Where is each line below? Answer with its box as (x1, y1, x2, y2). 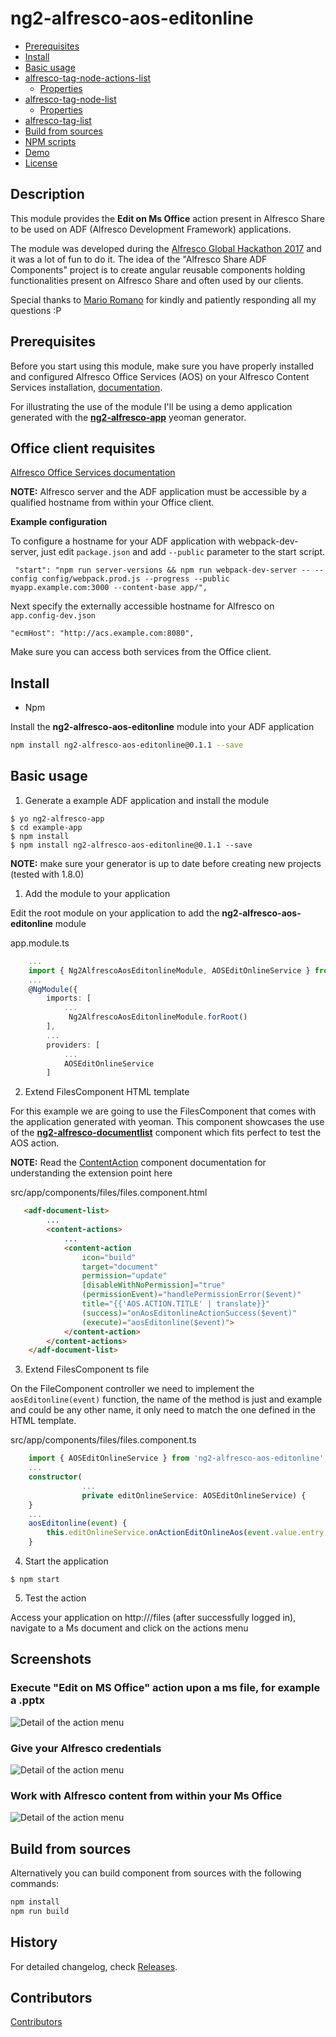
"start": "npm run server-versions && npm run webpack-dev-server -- (14, 565, 311, 576)
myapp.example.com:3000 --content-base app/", (10, 583, 208, 593)
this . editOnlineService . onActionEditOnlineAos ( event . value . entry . (46, 1528, 329, 1538)
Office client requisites (10, 440, 156, 457)
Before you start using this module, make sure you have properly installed (10, 360, 315, 372)
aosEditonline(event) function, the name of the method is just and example (10, 1393, 323, 1406)
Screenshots (10, 1651, 92, 1668)
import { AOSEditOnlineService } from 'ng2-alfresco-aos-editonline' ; (28, 1453, 329, 1464)
